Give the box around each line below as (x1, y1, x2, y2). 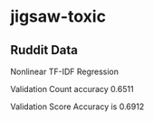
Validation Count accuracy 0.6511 (10, 84, 134, 94)
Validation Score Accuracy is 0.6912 (10, 101, 145, 112)
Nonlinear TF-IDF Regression (10, 66, 120, 77)
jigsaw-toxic (10, 6, 107, 27)
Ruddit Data (10, 42, 79, 58)
